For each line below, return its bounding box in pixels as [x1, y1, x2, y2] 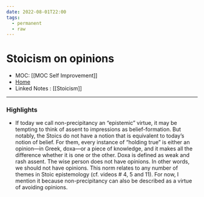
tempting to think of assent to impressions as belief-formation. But [15, 125, 181, 133]
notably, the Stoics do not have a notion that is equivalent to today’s [15, 132, 185, 139]
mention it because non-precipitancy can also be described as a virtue [15, 177, 192, 185]
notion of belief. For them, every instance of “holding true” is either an [15, 139, 190, 146]
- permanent [12, 20, 42, 26]
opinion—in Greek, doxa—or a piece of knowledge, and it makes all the [15, 145, 193, 152]
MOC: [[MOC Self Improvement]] [15, 72, 98, 79]
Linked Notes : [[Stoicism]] [15, 85, 82, 92]
